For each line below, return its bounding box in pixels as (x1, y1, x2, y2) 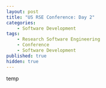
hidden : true (6, 58, 39, 64)
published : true (6, 53, 47, 59)
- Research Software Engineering (17, 36, 101, 42)
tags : (6, 31, 20, 37)
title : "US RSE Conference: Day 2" (6, 14, 95, 20)
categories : (6, 20, 36, 26)
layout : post (6, 8, 39, 15)
